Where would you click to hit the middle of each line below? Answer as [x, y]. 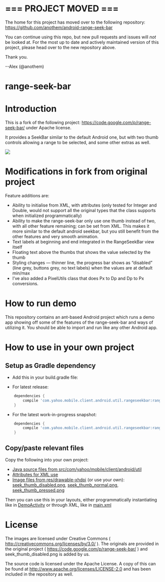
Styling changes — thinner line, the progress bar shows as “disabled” [82, 263]
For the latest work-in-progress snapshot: [54, 414]
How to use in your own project [70, 348]
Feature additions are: [27, 196]
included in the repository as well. [39, 574]
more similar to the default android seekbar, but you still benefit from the [85, 231]
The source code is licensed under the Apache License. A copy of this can [81, 563]
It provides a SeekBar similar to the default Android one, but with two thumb [82, 137]
